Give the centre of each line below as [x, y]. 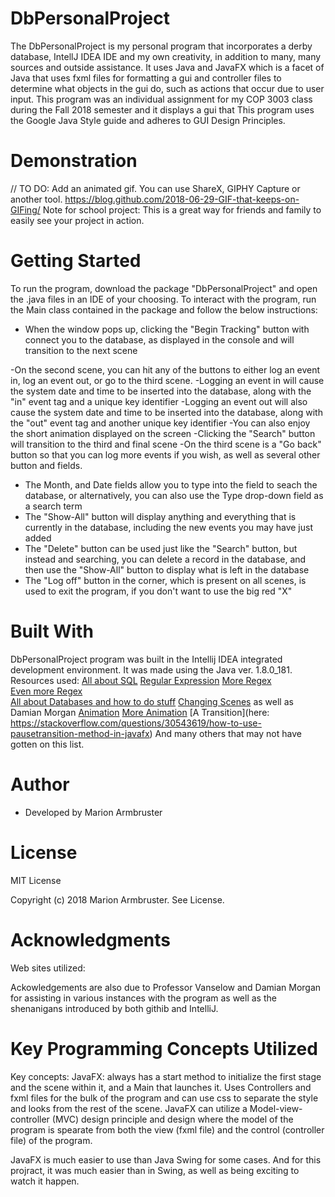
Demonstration [74, 161]
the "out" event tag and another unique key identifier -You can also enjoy [160, 423]
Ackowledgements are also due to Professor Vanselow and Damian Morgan [166, 987]
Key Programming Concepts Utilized [164, 1048]
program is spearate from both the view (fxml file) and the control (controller [167, 1129]
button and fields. [46, 465]
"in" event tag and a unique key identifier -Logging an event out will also [159, 401]
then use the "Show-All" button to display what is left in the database [167, 569]
